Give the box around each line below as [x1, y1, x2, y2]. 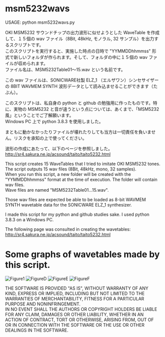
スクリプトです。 [9, 42, 44, 47]
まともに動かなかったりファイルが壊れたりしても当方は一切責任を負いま [5, 129, 152, 135]
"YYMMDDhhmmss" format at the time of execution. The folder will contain [5, 176, 158, 182]
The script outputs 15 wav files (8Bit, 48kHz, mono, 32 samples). [5, 166, 136, 172]
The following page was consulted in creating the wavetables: [5, 226, 131, 232]
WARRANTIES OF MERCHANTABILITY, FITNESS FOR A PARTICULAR [5, 295, 144, 301]
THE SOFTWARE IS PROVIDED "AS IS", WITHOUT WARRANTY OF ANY [5, 285, 149, 291]
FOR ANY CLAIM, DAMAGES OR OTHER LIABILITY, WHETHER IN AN [5, 311, 144, 317]
